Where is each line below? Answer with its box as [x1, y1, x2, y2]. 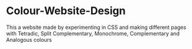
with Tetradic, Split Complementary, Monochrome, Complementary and [6, 30, 180, 37]
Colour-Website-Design [6, 4, 126, 18]
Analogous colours [6, 36, 52, 43]
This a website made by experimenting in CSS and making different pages [6, 24, 187, 31]
